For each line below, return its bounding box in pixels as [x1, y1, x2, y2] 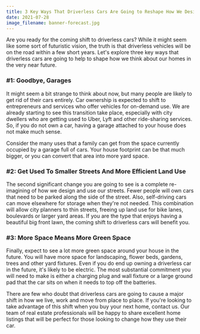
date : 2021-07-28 [6, 14, 49, 20]
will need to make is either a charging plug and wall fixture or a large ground [6, 273, 193, 280]
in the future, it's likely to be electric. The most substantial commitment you [6, 266, 191, 273]
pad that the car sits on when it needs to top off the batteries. [6, 279, 157, 286]
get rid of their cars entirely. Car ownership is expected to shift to [6, 96, 166, 103]
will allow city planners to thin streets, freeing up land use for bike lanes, [6, 206, 183, 213]
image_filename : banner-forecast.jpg [6, 20, 100, 26]
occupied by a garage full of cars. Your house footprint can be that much [6, 146, 185, 153]
